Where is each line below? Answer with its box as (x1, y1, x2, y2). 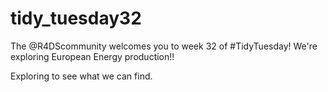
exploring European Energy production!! (10, 50, 175, 62)
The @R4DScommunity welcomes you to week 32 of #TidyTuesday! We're (10, 40, 318, 52)
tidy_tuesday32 (10, 7, 142, 30)
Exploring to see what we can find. (10, 70, 153, 82)
